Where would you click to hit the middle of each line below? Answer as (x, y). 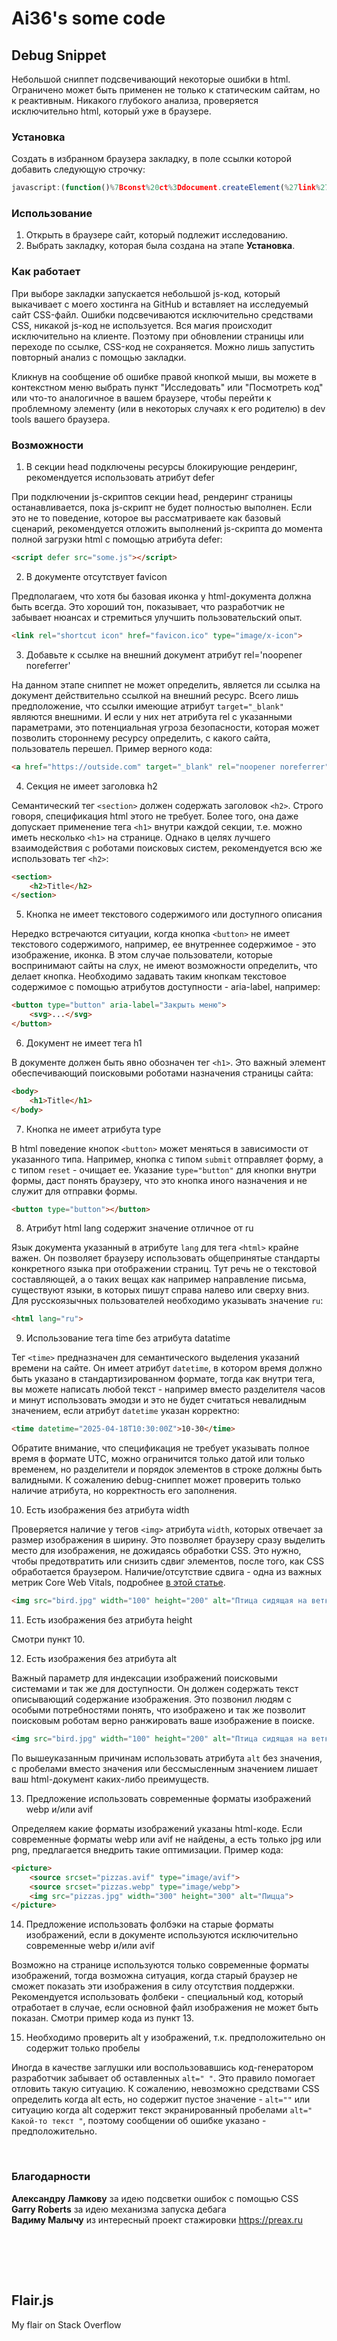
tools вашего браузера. (61, 419)
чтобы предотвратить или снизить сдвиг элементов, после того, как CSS (168, 1561)
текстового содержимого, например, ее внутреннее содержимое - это (164, 944)
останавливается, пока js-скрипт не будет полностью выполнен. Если (162, 508)
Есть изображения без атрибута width (107, 1510)
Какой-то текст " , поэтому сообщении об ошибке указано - (139, 2121)
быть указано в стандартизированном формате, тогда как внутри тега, (163, 1379)
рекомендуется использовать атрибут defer (120, 478)
